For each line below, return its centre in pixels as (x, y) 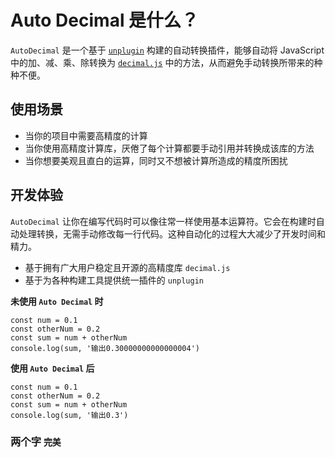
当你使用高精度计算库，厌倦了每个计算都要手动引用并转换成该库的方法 (169, 148)
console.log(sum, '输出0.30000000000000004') (105, 348)
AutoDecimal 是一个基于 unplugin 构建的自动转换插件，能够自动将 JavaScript (167, 50)
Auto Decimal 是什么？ (105, 20)
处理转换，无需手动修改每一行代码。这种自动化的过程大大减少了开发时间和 (172, 233)
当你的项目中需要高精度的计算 (86, 135)
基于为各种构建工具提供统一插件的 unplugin (114, 280)
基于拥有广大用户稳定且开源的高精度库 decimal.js (127, 267)
